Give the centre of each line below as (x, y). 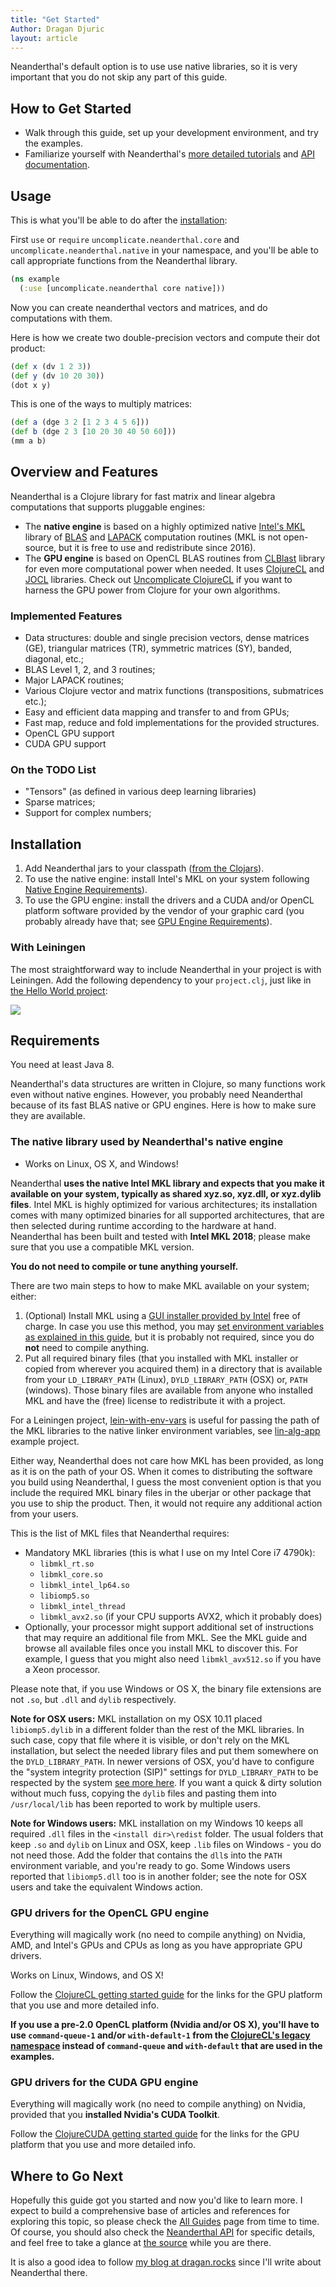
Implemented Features (66, 616)
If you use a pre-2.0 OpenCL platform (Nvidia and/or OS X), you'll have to (165, 2024)
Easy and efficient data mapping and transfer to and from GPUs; (157, 712)
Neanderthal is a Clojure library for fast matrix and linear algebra (143, 496)
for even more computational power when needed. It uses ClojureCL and (174, 568)
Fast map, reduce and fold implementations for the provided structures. (172, 723)
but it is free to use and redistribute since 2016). (157, 547)
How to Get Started (71, 108)
